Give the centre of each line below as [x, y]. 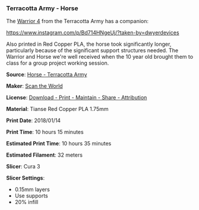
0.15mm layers [32, 190]
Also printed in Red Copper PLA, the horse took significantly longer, [89, 44]
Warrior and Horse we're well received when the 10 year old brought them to [100, 57]
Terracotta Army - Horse [42, 8]
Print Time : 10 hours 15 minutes [45, 132]
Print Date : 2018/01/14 [34, 120]
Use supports [31, 196]
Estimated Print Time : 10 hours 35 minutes [59, 144]
